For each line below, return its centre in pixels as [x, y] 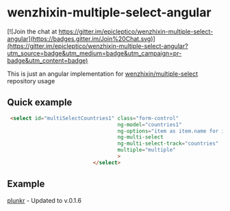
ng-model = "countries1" [150, 124]
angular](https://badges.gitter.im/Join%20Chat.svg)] [81, 38]
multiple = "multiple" [146, 150]
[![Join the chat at [32, 31]
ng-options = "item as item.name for [168, 131]
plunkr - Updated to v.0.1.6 [44, 200]
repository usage [31, 81]
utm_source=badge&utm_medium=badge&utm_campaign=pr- [94, 53]
